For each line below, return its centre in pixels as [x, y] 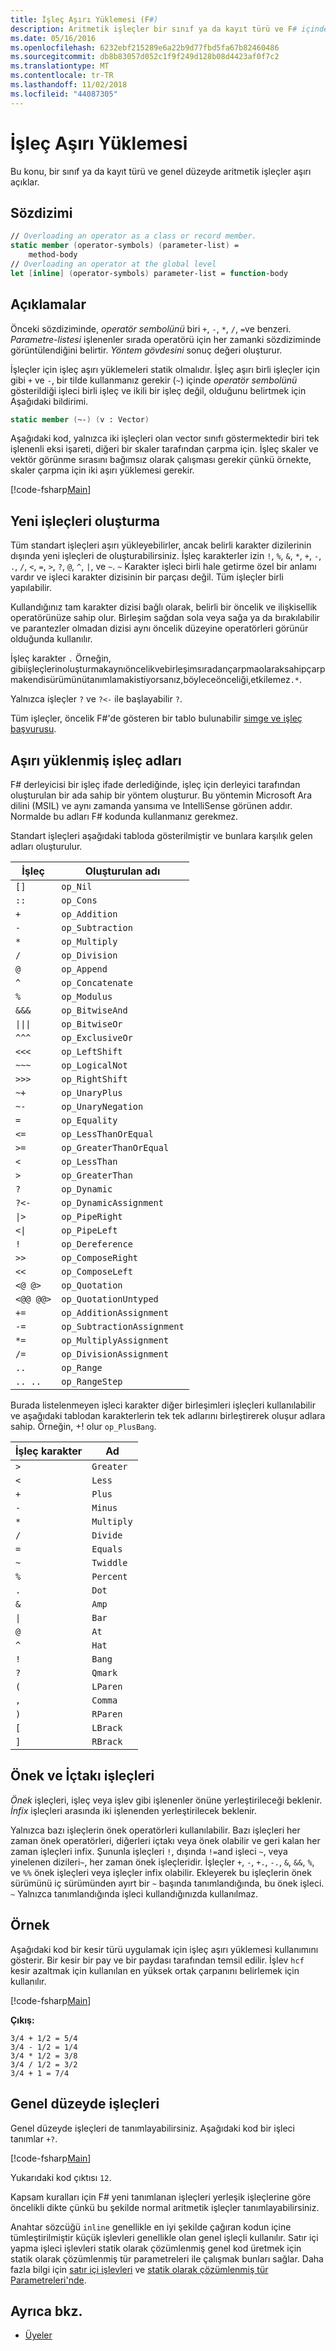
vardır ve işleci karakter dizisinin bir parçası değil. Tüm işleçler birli [147, 577]
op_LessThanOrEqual [107, 1134]
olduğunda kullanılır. [51, 639]
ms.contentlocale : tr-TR [62, 76]
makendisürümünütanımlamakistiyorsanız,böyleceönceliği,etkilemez [150, 680]
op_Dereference [97, 1244]
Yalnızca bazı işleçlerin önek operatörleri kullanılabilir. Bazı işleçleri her [155, 1830]
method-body [53, 255]
